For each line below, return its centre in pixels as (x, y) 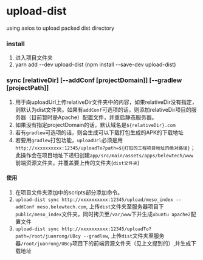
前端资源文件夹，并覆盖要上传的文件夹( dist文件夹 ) (77, 163)
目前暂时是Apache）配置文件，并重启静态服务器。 (94, 117)
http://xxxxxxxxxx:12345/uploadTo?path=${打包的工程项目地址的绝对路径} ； (105, 148)
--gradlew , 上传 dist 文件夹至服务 (124, 236)
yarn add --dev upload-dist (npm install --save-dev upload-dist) (95, 64)
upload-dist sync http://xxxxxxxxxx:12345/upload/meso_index (94, 200)
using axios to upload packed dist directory (60, 28)
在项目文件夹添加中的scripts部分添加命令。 (69, 192)
